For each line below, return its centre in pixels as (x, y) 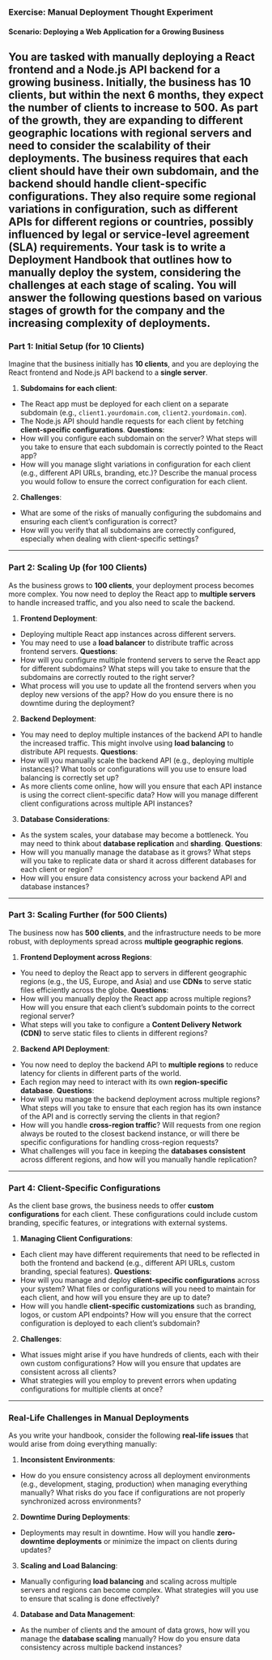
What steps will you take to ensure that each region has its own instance (140, 1107)
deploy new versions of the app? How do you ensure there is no (127, 694)
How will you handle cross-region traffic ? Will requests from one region (140, 1125)
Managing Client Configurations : (76, 1239)
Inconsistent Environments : (68, 1460)
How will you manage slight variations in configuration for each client (135, 464)
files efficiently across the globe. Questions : (94, 990)
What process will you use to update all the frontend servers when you (138, 686)
